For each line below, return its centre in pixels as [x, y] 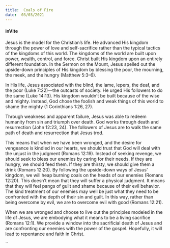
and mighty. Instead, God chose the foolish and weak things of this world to [84, 101]
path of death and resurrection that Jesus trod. [54, 133]
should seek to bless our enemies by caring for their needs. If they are [79, 159]
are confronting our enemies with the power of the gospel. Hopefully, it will [84, 228]
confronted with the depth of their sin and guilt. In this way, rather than [79, 196]
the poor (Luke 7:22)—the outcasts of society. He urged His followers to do [84, 90]
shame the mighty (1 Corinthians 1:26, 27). [49, 106]
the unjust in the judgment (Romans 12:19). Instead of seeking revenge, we [83, 153]
